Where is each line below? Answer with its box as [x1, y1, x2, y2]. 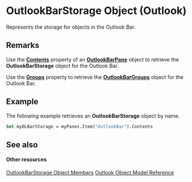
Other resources [6, 156, 47, 163]
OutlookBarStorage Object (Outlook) [6, 4, 187, 18]
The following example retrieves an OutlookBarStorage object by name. [6, 112, 180, 119]
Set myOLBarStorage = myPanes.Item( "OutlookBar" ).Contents [6, 123, 153, 129]
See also [6, 139, 38, 150]
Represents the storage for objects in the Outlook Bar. [6, 23, 136, 30]
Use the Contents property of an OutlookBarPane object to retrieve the [6, 56, 179, 63]
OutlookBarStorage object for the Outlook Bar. [6, 62, 119, 69]
